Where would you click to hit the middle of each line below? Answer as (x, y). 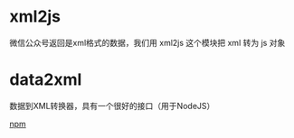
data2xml (46, 80)
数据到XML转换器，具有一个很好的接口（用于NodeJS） (112, 106)
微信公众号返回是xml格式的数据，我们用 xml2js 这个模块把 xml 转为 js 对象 (147, 42)
